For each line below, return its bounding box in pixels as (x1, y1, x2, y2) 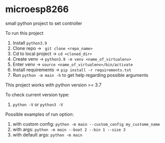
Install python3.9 (12, 39, 47, 46)
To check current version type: (5, 91, 70, 98)
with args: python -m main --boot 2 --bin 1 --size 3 (12, 126, 126, 132)
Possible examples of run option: (5, 111, 74, 117)
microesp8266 (5, 4, 69, 15)
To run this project (5, 30, 44, 36)
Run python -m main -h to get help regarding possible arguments (12, 72, 149, 78)
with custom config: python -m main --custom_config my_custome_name (12, 121, 160, 127)
